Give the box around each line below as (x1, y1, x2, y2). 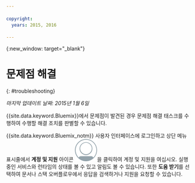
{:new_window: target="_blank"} (6, 45, 86, 53)
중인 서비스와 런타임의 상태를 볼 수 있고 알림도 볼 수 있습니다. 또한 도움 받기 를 (6, 163, 184, 171)
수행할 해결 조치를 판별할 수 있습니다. (21, 120, 108, 127)
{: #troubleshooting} (6, 87, 56, 94)
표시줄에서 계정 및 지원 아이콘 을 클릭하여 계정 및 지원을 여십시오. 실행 (6, 156, 188, 163)
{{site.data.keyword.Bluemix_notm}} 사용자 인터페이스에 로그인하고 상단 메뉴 (6, 132, 187, 139)
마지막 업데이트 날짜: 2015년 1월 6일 (6, 100, 89, 107)
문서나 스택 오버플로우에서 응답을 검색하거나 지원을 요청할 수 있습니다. (21, 171, 183, 178)
